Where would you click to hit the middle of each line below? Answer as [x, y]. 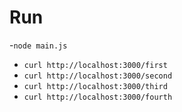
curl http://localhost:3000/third [95, 86]
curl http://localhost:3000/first [95, 65]
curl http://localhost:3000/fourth [98, 97]
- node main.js [38, 45]
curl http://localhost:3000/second [98, 76]
